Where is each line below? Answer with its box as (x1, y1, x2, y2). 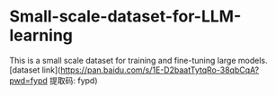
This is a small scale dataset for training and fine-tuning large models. (9, 55, 268, 65)
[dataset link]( (9, 65, 61, 75)
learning (9, 25, 74, 46)
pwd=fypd (9, 74, 48, 86)
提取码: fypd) (49, 74, 98, 86)
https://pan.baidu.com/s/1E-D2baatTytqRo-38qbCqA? (59, 65, 259, 75)
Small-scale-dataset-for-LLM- (9, 6, 242, 27)
